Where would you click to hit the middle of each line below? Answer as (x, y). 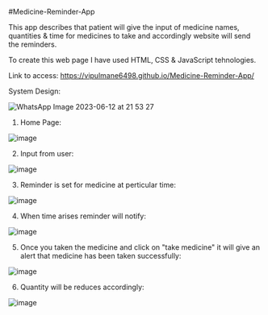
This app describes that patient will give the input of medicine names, (124, 27)
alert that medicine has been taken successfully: (100, 256)
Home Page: (41, 122)
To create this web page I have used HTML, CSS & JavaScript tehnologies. (132, 60)
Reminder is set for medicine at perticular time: (98, 185)
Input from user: (47, 153)
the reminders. (33, 44)
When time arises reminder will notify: (83, 216)
